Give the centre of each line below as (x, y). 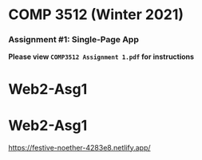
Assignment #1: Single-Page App (74, 40)
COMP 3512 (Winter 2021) (96, 15)
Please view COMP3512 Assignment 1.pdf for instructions (101, 57)
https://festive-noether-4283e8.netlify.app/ (79, 147)
